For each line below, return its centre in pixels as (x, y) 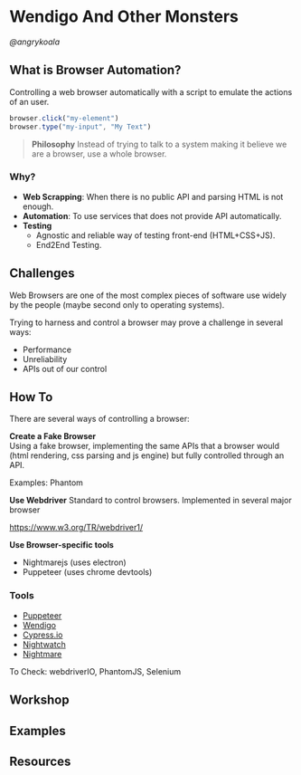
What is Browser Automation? (95, 70)
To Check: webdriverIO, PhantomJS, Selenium (95, 671)
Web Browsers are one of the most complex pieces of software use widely (148, 295)
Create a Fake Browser (53, 436)
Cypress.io (42, 635)
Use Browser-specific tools (62, 545)
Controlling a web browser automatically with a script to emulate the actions (151, 91)
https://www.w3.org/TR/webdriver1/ (76, 528)
